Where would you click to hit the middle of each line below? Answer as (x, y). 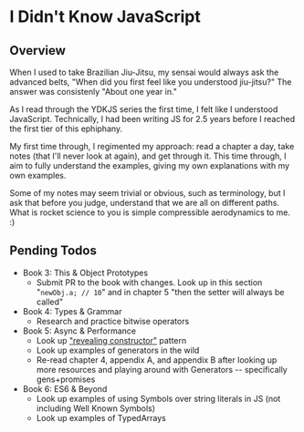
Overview (38, 51)
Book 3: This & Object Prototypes (85, 273)
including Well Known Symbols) (96, 408)
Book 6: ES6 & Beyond (65, 388)
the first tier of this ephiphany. (66, 129)
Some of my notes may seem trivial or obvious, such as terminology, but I (147, 193)
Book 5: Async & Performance (79, 331)
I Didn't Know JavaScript (105, 17)
